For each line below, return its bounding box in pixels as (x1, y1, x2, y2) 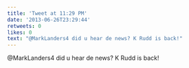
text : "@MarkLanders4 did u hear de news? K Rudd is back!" (7, 35, 184, 42)
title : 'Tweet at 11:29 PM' (7, 10, 88, 17)
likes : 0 (7, 29, 32, 36)
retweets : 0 (7, 22, 41, 29)
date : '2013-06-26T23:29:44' (7, 16, 91, 23)
